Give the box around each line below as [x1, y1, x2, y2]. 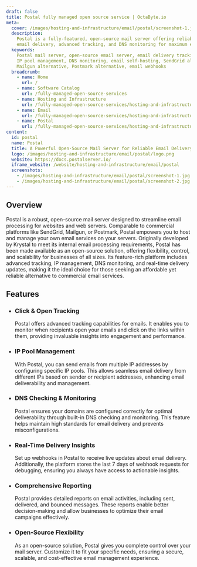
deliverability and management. [14, 379, 91, 386]
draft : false [6, 8, 38, 15]
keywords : [11, 47, 35, 53]
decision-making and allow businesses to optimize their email [14, 508, 164, 515]
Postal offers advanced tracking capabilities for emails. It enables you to [14, 320, 189, 327]
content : [6, 129, 28, 135]
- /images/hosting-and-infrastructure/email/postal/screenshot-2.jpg [16, 178, 191, 184]
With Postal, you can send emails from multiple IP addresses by [14, 360, 168, 368]
